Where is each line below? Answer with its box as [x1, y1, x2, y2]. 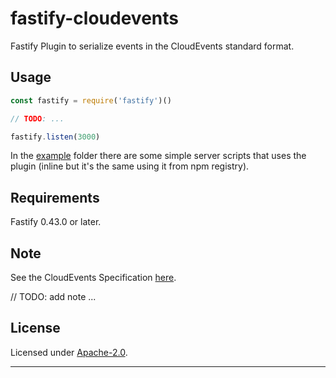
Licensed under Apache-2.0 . [10, 346, 128, 358]
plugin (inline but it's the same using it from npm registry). [10, 160, 250, 172]
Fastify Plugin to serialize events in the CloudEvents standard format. [10, 40, 295, 52]
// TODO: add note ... [10, 291, 97, 302]
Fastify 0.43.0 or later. [10, 216, 102, 228]
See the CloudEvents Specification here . [10, 272, 177, 283]
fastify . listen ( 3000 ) [10, 132, 101, 142]
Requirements [10, 189, 100, 206]
